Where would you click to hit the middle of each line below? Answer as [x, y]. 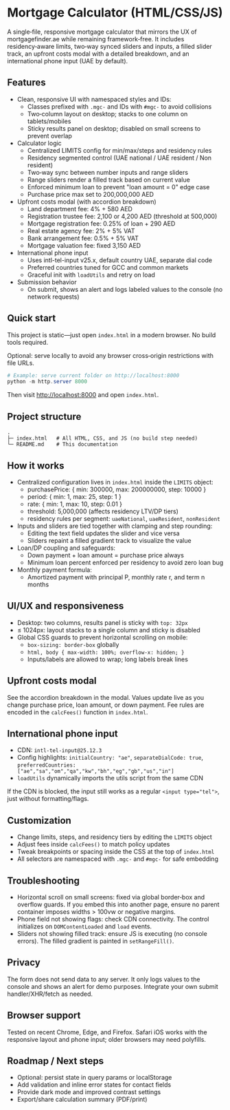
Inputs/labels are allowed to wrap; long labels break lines [108, 659]
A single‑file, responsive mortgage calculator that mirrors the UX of [102, 32]
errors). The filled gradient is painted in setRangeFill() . [95, 941]
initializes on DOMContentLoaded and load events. [84, 926]
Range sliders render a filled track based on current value [108, 180]
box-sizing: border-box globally [73, 644]
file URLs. [21, 363]
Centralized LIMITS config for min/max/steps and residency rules [119, 150]
